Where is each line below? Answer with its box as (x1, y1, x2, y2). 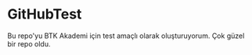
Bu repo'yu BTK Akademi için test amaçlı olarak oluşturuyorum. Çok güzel (7, 31, 245, 40)
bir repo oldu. (7, 39, 51, 48)
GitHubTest (7, 5, 82, 23)
